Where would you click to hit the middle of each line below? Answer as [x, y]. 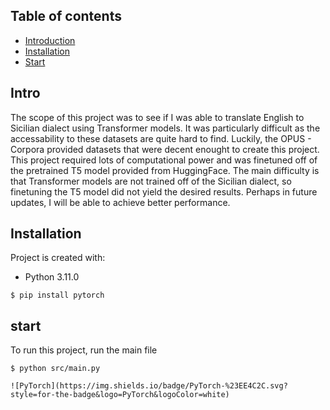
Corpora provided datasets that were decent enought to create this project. [165, 149]
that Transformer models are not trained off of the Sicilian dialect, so [151, 181]
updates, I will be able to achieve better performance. [120, 202]
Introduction [50, 40]
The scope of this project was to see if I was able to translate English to [157, 117]
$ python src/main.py [55, 369]
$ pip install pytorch [57, 295]
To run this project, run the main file [84, 350]
